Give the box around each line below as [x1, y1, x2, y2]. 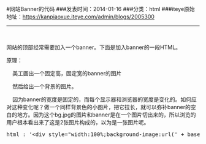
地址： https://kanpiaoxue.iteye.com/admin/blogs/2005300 [6, 13, 155, 20]
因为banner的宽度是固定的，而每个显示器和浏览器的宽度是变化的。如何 [12, 96, 192, 103]
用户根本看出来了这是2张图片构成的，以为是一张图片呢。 [6, 119, 150, 126]
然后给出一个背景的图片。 [12, 83, 77, 90]
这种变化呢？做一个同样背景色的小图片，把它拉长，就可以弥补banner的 [11, 104, 191, 110]
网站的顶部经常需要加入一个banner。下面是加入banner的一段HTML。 [6, 44, 181, 51]
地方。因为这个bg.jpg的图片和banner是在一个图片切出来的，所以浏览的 [17, 111, 196, 118]
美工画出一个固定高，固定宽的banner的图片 [12, 70, 122, 77]
